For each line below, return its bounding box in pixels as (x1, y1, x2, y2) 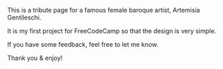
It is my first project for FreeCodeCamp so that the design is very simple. (7, 27, 217, 35)
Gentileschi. (7, 13, 42, 22)
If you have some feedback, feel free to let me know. (7, 40, 159, 48)
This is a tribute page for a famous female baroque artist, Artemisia (7, 6, 201, 14)
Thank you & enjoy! (7, 54, 63, 62)
